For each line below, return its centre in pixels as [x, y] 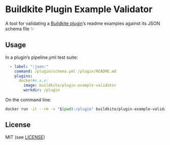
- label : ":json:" [29, 66]
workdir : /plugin [41, 90]
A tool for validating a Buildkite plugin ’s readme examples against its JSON [83, 23]
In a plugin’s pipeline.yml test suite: [42, 57]
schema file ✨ [20, 28]
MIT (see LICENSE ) [25, 137]
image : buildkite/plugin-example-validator [70, 85]
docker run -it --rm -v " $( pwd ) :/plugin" [50, 109]
